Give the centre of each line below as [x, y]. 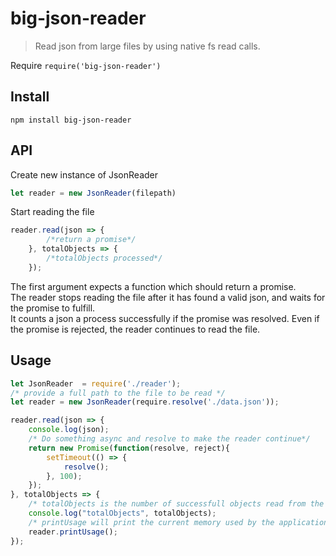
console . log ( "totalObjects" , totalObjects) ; [122, 513]
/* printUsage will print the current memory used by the [151, 522]
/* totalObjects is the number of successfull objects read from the [176, 504]
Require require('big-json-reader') [86, 65]
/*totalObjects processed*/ [104, 258]
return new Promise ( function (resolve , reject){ [129, 448]
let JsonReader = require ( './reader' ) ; [96, 383]
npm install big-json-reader [71, 120]
